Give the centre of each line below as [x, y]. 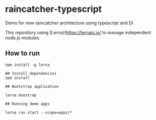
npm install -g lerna [28, 65]
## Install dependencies [31, 73]
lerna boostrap [21, 95]
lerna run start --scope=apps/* [39, 113]
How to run [23, 53]
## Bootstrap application [32, 86]
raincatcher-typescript [53, 9]
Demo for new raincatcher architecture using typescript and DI [69, 23]
